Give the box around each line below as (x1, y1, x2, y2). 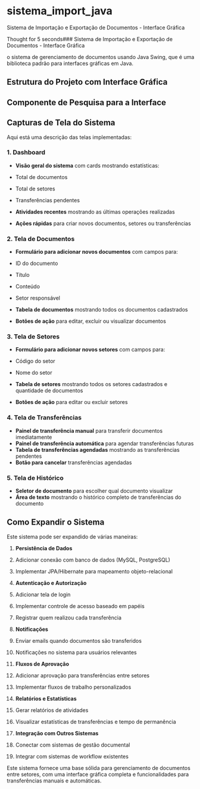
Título (15, 272, 30, 279)
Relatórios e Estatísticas (15, 695, 77, 702)
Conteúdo (15, 283, 40, 290)
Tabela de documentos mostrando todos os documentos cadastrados (15, 306, 188, 313)
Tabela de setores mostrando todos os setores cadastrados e (15, 381, 168, 388)
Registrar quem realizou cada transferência (15, 614, 121, 621)
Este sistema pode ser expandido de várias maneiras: (7, 533, 138, 540)
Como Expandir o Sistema (7, 517, 105, 528)
